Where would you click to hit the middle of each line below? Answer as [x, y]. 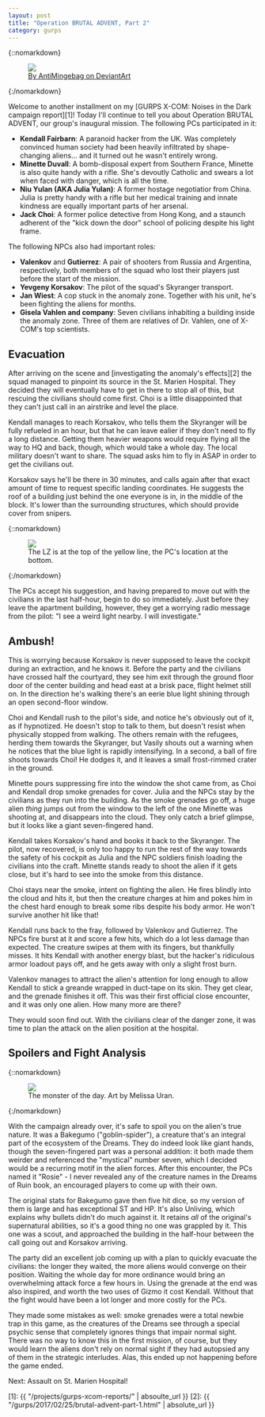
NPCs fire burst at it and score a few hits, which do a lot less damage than [129, 938]
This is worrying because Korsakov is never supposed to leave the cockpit [129, 660]
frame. [30, 231]
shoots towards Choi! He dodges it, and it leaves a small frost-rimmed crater [132, 760]
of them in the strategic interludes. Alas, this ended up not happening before [132, 1357]
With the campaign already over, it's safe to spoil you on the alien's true [125, 1126]
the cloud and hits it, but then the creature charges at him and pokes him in [131, 898]
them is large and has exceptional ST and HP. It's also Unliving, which [122, 1209]
